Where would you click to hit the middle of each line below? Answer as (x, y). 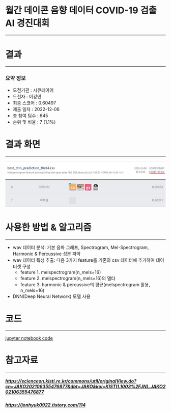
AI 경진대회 (27, 23)
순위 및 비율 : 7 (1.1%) (34, 122)
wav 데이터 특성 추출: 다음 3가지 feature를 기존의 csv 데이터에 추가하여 (84, 260)
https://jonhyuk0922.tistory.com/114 (46, 405)
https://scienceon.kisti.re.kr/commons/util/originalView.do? (71, 381)
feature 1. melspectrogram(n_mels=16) (61, 272)
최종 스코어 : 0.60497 (34, 103)
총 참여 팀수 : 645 (30, 116)
